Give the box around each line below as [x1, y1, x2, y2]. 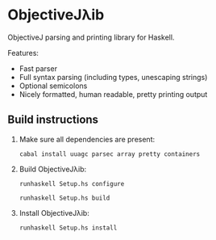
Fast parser [19, 63, 58, 74]
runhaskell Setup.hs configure [19, 179, 125, 187]
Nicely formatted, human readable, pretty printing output [19, 89, 208, 99]
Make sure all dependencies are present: [19, 134, 155, 144]
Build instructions [7, 113, 98, 127]
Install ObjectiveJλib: [19, 208, 89, 217]
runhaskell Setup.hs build [19, 194, 110, 202]
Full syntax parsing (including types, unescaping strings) [19, 72, 208, 82]
